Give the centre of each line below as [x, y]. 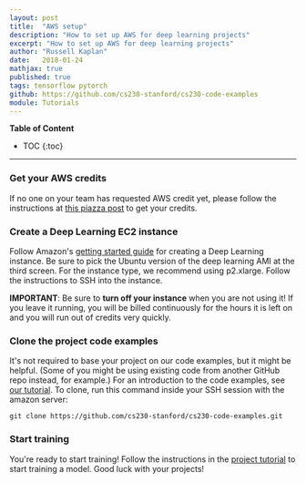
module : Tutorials [44, 103]
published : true [40, 77]
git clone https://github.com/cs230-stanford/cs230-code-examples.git [146, 416]
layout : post [34, 18]
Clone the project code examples [84, 341]
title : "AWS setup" [49, 26]
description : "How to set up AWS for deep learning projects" [130, 35]
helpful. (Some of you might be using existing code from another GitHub [145, 371]
